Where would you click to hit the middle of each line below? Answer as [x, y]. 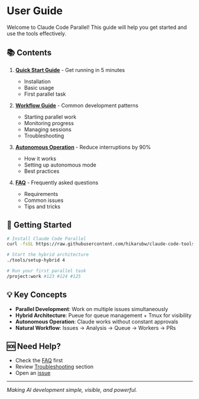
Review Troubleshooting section [54, 367]
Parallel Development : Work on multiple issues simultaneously [92, 309]
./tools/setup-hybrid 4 [36, 260]
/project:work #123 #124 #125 [44, 276]
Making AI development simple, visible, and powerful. [72, 390]
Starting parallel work [50, 117]
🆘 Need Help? [34, 346]
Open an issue [33, 373]
